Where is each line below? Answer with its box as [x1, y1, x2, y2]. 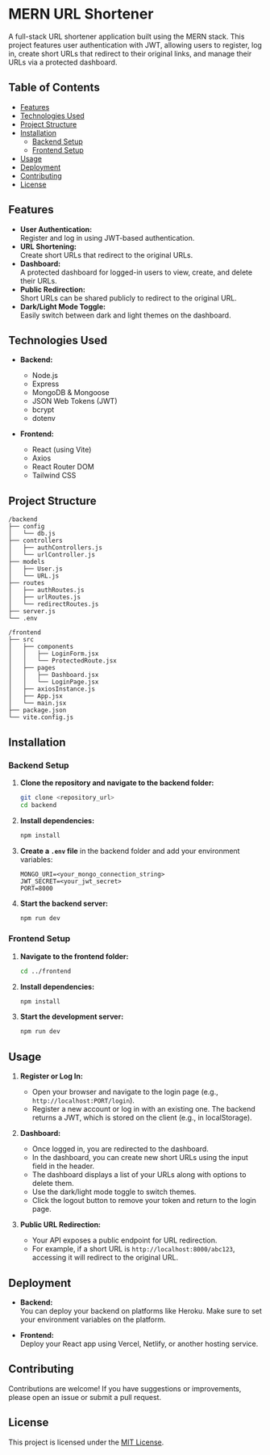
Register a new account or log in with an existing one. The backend [31, 1104, 255, 1114]
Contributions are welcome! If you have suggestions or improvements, [8, 1383, 242, 1394]
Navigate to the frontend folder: [19, 951, 129, 961]
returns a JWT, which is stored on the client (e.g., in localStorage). [31, 1112, 252, 1123]
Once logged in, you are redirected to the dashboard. [31, 1144, 210, 1154]
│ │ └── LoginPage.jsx [8, 678, 99, 687]
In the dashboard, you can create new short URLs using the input [31, 1153, 248, 1163]
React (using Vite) [31, 445, 92, 455]
